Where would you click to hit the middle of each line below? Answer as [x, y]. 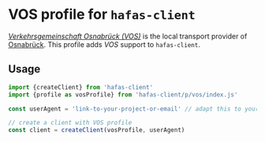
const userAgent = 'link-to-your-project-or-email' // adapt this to [125, 109]
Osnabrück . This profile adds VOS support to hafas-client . [105, 44]
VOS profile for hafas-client [102, 15]
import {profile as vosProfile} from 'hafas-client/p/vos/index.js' [123, 95]
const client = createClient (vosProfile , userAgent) [97, 130]
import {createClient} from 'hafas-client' [81, 87]
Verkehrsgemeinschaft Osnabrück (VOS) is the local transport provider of [128, 36]
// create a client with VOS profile [70, 123]
